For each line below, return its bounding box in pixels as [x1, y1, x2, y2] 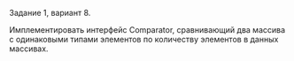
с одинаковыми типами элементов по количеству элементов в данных [9, 34, 279, 44]
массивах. [9, 43, 49, 54]
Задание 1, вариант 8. [9, 8, 91, 18]
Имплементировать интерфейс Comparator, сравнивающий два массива [9, 25, 286, 34]
